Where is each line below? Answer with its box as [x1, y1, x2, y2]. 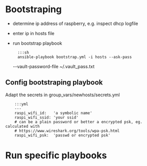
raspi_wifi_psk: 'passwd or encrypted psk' [14, 132, 111, 138]
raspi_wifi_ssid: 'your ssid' [14, 115, 79, 120]
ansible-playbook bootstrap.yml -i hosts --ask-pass [17, 54, 132, 60]
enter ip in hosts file [12, 30, 55, 36]
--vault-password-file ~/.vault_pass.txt [12, 63, 95, 69]
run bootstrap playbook [12, 40, 62, 46]
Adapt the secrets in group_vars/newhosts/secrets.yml [5, 92, 120, 98]
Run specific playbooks [5, 149, 107, 161]
